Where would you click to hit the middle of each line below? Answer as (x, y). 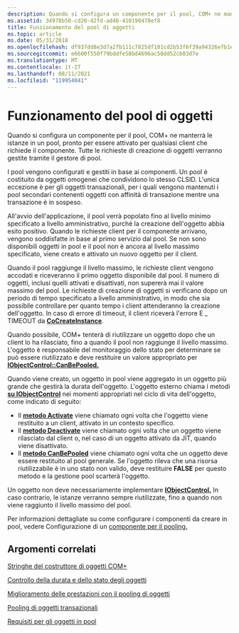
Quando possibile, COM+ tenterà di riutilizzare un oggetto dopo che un (111, 335)
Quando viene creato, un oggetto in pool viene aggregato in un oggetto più (117, 379)
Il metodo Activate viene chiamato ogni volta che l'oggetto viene (113, 415)
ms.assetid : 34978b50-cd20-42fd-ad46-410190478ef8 (84, 21)
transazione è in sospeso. (45, 202)
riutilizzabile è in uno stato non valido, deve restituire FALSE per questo (122, 469)
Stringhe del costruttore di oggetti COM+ (68, 566)
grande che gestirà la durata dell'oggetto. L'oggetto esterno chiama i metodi (119, 387)
